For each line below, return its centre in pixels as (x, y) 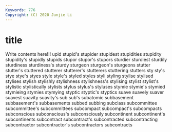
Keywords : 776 (21, 10)
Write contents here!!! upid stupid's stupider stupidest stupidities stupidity (83, 54)
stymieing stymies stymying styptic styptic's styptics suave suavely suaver (85, 92)
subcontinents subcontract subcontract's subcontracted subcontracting (82, 119)
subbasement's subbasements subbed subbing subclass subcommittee (81, 103)
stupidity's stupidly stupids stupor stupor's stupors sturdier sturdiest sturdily (86, 60)
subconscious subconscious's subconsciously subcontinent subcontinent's (85, 114)
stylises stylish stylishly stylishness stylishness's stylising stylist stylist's (82, 81)
